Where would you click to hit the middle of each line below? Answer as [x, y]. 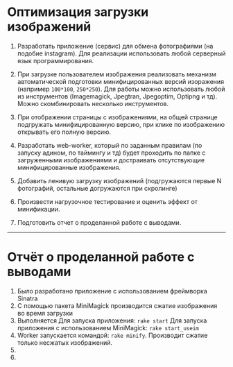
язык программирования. [55, 60]
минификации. [38, 209]
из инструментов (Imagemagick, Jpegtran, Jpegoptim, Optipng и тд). [117, 96]
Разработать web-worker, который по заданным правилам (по [110, 145]
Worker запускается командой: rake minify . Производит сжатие [112, 335]
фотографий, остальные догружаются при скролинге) [97, 188]
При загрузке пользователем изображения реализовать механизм [117, 74]
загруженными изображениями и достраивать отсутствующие [111, 160]
